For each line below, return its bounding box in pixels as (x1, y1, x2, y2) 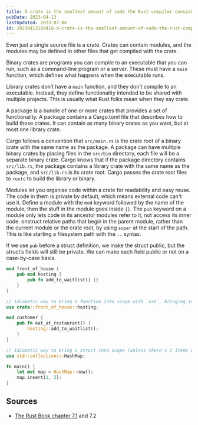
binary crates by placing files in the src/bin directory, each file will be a (6, 150, 180, 157)
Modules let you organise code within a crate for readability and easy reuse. (6, 187, 191, 194)
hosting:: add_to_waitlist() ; (27, 326, 99, 332)
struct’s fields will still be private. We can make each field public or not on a (6, 248, 189, 255)
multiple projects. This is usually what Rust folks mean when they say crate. (6, 96, 190, 103)
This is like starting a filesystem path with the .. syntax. (6, 231, 141, 238)
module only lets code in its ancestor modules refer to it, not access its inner (6, 212, 192, 219)
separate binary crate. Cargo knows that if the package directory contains (6, 156, 186, 163)
